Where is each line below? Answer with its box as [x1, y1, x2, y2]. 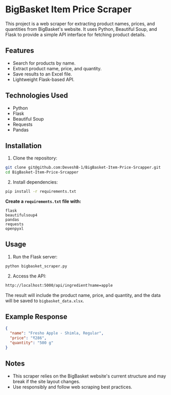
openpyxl [5, 226, 24, 231]
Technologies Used [5, 91, 68, 100]
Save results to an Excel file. [12, 71, 72, 77]
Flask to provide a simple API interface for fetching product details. [5, 31, 146, 37]
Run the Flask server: [12, 253, 58, 260]
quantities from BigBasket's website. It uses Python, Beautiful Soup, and [5, 26, 157, 32]
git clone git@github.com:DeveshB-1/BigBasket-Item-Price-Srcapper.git [5, 165, 161, 170]
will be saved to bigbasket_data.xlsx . [5, 298, 84, 304]
